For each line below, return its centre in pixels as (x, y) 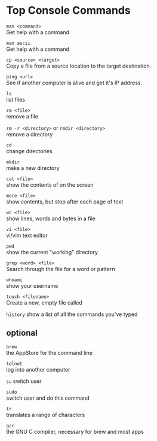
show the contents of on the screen (50, 185)
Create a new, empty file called (44, 302)
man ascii (19, 43)
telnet (14, 364)
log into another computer (38, 369)
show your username (32, 285)
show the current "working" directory (52, 252)
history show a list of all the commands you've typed (72, 314)
